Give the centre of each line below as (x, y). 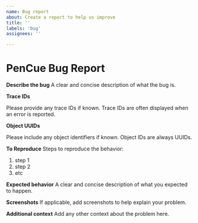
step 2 (23, 167)
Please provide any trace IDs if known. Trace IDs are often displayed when (97, 108)
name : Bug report (28, 12)
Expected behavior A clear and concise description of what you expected (97, 184)
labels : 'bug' (24, 28)
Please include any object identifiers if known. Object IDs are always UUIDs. (99, 137)
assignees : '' (24, 34)
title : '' (18, 23)
